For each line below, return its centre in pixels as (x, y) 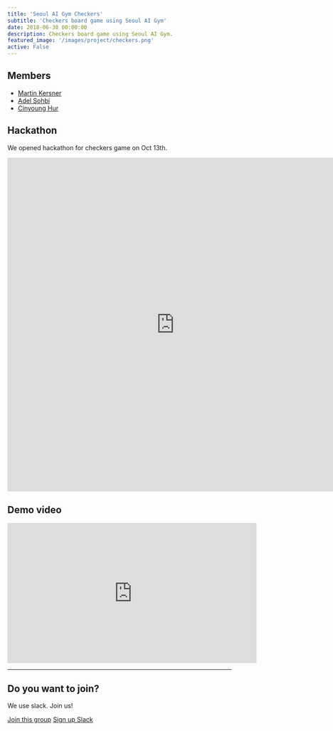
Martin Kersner (39, 93)
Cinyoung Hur (38, 108)
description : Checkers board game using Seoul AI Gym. (90, 34)
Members (29, 76)
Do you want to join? (53, 689)
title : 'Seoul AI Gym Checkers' (55, 14)
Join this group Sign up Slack (51, 720)
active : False (28, 47)
